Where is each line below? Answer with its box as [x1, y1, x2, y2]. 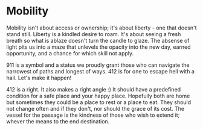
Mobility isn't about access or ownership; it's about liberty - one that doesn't [6, 24, 197, 31]
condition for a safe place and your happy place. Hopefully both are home [6, 92, 190, 99]
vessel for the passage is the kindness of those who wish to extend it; [6, 111, 180, 119]
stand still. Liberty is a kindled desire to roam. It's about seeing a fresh [6, 30, 181, 37]
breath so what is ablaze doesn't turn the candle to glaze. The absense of [6, 37, 190, 44]
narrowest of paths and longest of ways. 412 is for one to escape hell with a [6, 67, 195, 75]
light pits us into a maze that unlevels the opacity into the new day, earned [6, 43, 192, 51]
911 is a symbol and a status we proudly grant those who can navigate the [6, 61, 190, 69]
